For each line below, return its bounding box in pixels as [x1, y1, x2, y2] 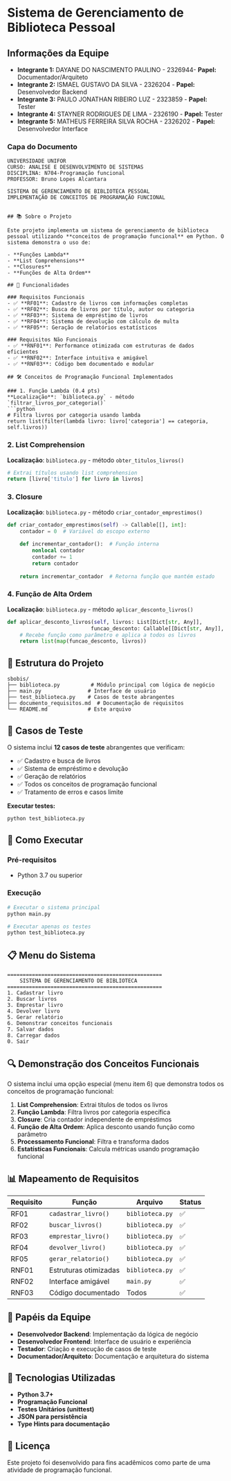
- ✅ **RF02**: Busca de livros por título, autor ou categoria [7, 306, 195, 313]
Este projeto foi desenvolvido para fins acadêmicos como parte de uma [7, 1459, 211, 1467]
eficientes [7, 348, 39, 355]
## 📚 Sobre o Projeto [7, 213, 72, 220]
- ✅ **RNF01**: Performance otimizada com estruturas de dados [7, 342, 195, 350]
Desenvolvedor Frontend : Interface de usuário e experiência [17, 1337, 192, 1346]
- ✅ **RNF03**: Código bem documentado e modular [7, 361, 154, 368]
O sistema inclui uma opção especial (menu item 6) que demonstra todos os [7, 1079, 225, 1088]
